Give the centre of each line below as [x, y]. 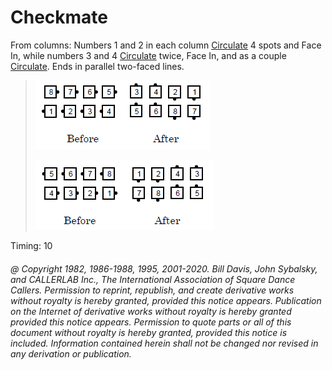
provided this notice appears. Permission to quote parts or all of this [151, 322]
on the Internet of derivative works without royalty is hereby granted [151, 311]
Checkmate [59, 17]
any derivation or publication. [71, 353]
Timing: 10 [31, 245]
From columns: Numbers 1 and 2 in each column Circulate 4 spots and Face [166, 45]
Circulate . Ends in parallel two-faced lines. [97, 66]
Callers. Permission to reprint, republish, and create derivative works [152, 290]
